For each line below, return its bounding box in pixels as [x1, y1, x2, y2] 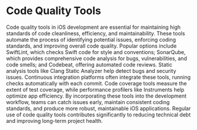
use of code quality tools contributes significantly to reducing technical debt [6, 111, 191, 118]
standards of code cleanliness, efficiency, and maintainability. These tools [6, 29, 185, 36]
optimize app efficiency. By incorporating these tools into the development [6, 92, 187, 99]
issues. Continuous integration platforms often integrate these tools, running [6, 74, 191, 81]
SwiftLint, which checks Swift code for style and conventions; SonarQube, [6, 48, 186, 55]
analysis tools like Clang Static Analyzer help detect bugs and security [6, 67, 176, 74]
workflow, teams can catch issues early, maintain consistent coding [6, 98, 170, 105]
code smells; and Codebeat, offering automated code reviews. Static [6, 61, 172, 68]
